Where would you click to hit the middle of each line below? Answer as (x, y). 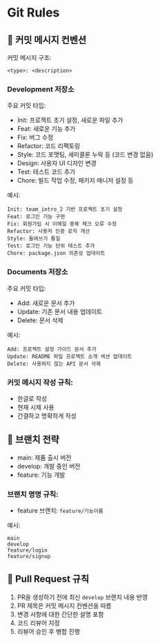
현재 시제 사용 (36, 407)
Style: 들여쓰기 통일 (34, 239)
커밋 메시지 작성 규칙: (40, 382)
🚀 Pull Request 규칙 (48, 579)
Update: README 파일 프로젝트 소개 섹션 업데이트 (70, 356)
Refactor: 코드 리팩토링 (49, 146)
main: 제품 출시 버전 (44, 457)
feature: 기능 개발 (41, 475)
